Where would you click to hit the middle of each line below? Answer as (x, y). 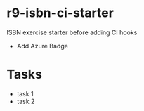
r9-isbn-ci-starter (60, 13)
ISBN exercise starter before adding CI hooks (72, 32)
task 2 (26, 101)
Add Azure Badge (42, 46)
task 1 (25, 93)
